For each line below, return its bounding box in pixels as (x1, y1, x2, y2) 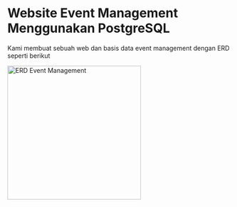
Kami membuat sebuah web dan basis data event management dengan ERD (7, 44, 230, 52)
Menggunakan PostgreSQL (7, 20, 171, 36)
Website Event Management (7, 5, 179, 21)
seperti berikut (7, 51, 51, 60)
